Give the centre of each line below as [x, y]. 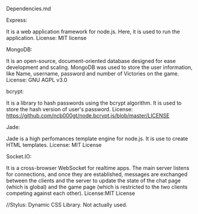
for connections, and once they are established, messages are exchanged [97, 174]
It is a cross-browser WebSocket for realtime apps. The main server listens [98, 168]
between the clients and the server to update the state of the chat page [94, 180]
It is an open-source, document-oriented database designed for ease [91, 61]
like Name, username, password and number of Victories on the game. [93, 73]
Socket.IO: [19, 156]
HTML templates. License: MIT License [54, 145]
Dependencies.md [29, 9]
